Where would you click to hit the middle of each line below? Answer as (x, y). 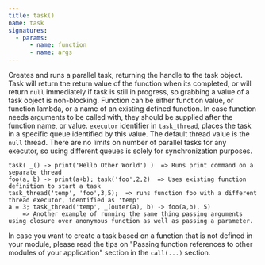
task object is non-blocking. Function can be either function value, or (121, 100)
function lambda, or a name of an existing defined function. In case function (132, 109)
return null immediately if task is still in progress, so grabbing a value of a (129, 92)
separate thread (35, 172)
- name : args (51, 52)
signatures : (28, 30)
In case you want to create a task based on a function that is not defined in (130, 236)
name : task (26, 23)
